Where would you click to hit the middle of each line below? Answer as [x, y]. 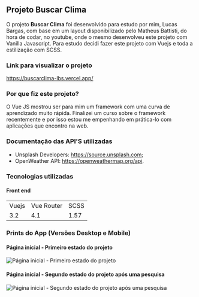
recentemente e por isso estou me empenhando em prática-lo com [89, 120]
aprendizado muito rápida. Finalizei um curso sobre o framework [86, 113]
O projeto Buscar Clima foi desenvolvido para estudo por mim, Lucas [92, 24]
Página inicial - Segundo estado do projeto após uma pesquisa [85, 274]
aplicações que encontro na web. [47, 126]
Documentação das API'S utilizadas [59, 141]
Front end [19, 190]
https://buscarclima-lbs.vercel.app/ [50, 78]
